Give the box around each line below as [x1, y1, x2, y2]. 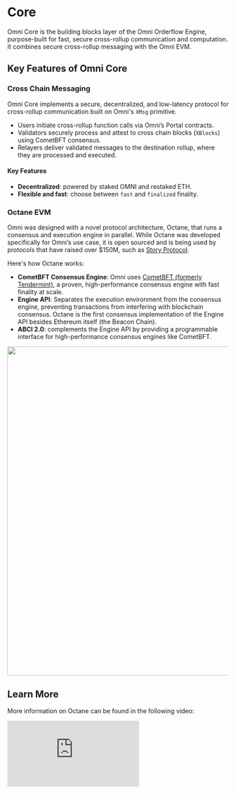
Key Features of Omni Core [7, 62, 128, 74]
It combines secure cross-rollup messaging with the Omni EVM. [7, 42, 192, 51]
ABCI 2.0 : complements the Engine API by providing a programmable [17, 325, 218, 333]
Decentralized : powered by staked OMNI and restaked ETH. [17, 182, 192, 190]
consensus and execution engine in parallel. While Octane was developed [7, 231, 221, 239]
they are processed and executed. [17, 150, 117, 159]
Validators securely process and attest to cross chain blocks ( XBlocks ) [17, 128, 221, 137]
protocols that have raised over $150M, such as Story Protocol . [7, 246, 190, 254]
